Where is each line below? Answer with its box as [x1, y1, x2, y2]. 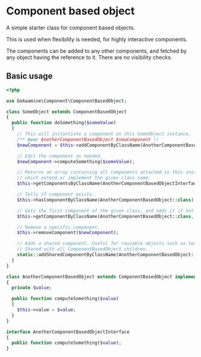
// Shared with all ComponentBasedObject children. [17, 246, 148, 253]
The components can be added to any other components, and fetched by [6, 47, 187, 55]
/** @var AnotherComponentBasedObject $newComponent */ [17, 136, 160, 142]
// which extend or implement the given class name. [17, 175, 151, 181]
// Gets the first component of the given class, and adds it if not [17, 208, 194, 214]
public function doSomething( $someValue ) [11, 120, 117, 126]
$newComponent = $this [17, 142, 74, 148]
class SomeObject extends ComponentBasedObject [6, 109, 127, 115]
